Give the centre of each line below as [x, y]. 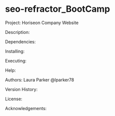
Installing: [15, 51]
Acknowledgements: [26, 108]
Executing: [16, 60]
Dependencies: [20, 42]
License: [14, 99]
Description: [17, 32]
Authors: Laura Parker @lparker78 [40, 80]
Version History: [21, 89]
